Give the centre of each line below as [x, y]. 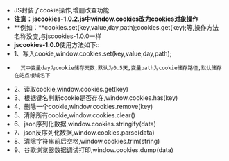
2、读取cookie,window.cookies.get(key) [71, 89]
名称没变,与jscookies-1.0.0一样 [58, 36]
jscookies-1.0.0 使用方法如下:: [57, 45]
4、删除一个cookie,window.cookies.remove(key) [83, 107]
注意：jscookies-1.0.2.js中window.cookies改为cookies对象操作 [106, 19]
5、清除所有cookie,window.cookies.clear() [74, 115]
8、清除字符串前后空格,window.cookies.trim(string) [87, 141]
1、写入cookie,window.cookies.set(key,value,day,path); [93, 53]
